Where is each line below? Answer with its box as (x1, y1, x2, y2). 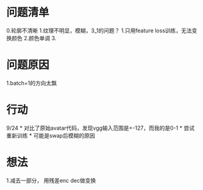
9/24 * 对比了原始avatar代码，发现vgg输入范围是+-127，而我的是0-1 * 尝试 (6, 124, 195, 132)
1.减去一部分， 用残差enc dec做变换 (6, 177, 96, 184)
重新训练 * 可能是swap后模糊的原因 (6, 132, 96, 139)
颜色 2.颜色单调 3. (11, 34, 57, 41)
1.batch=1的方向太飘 (6, 79, 57, 86)
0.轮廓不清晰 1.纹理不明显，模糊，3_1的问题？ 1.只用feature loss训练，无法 (6, 27, 192, 34)
